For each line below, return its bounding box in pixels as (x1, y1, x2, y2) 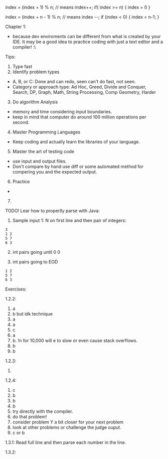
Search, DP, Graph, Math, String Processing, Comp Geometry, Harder (12, 89, 156, 95)
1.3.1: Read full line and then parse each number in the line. (5, 439, 126, 445)
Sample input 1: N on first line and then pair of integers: (12, 218, 126, 223)
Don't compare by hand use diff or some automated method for (12, 164, 144, 170)
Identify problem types (12, 69, 60, 75)
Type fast (12, 64, 33, 69)
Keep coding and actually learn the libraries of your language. (12, 139, 140, 144)
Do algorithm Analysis (12, 99, 58, 105)
